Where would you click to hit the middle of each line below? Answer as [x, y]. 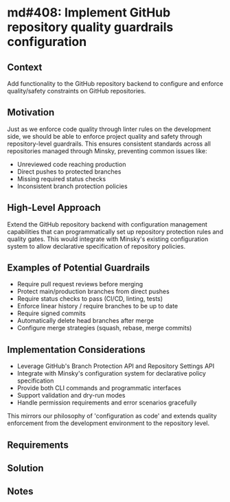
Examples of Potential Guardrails [79, 268]
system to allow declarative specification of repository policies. [96, 246]
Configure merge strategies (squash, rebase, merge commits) [104, 328]
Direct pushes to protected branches [69, 171]
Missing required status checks [61, 179]
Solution [25, 468]
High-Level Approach [54, 208]
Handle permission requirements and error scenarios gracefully [107, 402]
